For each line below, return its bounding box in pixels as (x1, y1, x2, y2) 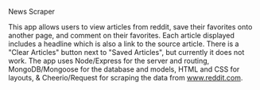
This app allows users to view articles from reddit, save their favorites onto (8, 22, 253, 31)
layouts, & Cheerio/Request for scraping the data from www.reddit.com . (8, 73, 243, 82)
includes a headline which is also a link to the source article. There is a (8, 39, 239, 49)
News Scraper (8, 7, 56, 16)
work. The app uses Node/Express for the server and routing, (8, 56, 210, 65)
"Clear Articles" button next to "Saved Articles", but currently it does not (8, 48, 245, 57)
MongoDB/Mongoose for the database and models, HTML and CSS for (8, 65, 240, 74)
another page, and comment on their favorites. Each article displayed (8, 31, 235, 40)
